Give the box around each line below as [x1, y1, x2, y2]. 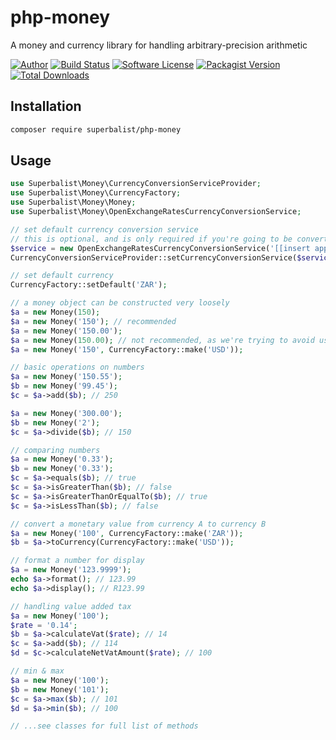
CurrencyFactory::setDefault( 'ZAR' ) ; [10, 280, 168, 290]
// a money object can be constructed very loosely [10, 298, 230, 308]
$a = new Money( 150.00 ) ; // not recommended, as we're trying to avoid [10, 335, 315, 345]
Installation [10, 98, 82, 115]
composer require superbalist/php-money [10, 124, 182, 135]
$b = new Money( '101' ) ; [10, 684, 110, 695]
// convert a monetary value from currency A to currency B [10, 519, 267, 529]
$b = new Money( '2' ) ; [10, 417, 101, 428]
